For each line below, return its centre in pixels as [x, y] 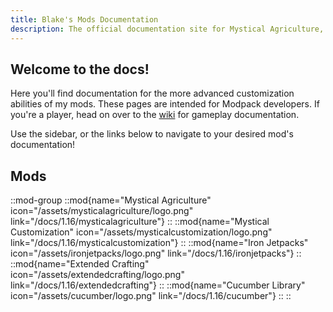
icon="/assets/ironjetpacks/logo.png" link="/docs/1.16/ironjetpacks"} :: [156, 253]
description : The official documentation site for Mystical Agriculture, [167, 29]
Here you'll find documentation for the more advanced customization [152, 93]
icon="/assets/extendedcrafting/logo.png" [97, 275]
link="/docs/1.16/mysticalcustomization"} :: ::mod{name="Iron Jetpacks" [159, 243]
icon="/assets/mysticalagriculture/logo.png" [102, 211]
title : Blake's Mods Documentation [84, 19]
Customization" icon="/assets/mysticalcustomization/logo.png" [141, 232]
